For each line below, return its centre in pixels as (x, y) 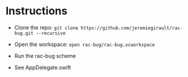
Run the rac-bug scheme (45, 56)
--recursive (51, 33)
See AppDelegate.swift (43, 67)
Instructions (37, 11)
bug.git (24, 33)
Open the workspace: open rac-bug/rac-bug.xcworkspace (84, 44)
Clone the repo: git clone (46, 27)
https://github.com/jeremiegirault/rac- (132, 28)
